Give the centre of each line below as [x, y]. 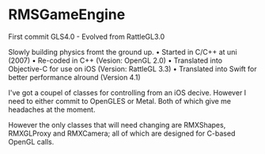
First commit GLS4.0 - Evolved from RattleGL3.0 [87, 37]
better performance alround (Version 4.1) [74, 77]
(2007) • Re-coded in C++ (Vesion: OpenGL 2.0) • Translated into [115, 60]
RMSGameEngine [67, 15]
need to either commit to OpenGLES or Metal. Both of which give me [120, 101]
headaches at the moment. [52, 110]
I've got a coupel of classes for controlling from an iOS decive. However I [127, 92]
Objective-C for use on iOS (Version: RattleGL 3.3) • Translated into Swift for [132, 68]
